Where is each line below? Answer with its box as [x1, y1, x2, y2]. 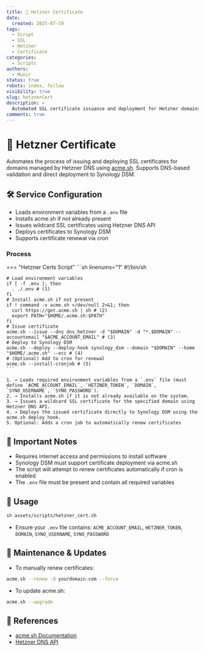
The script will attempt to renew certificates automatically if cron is [15, 466, 183, 473]
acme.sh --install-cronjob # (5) [6, 361, 92, 367]
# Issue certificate [6, 323, 59, 330]
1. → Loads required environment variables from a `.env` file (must [6, 377, 187, 383]
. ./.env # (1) [12, 286, 51, 292]
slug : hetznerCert [6, 94, 53, 100]
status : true [6, 77, 40, 83]
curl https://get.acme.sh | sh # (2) [12, 307, 108, 314]
